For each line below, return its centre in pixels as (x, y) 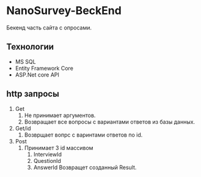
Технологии (30, 47)
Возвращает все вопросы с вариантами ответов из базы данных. (110, 122)
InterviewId (48, 154)
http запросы (33, 94)
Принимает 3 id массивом (59, 148)
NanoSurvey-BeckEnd (64, 11)
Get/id (23, 128)
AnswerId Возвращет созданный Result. (85, 167)
